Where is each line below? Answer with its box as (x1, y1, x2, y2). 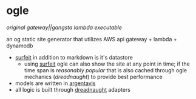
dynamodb (6, 42, 33, 49)
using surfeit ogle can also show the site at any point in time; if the (24, 60, 190, 67)
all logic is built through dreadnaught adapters (15, 86, 130, 93)
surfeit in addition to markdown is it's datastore (15, 53, 133, 61)
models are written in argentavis (15, 80, 96, 87)
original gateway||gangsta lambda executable (6, 24, 123, 31)
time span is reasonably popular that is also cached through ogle (24, 66, 187, 73)
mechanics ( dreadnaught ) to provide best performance (24, 73, 163, 80)
